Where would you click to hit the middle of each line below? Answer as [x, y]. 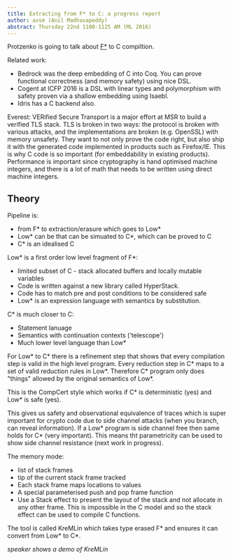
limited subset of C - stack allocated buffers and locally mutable [110, 271]
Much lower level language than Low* [72, 343]
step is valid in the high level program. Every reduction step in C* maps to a [116, 364]
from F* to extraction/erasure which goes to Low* [89, 229]
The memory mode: [36, 456]
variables [30, 279]
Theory [24, 198]
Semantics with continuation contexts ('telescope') [91, 335]
